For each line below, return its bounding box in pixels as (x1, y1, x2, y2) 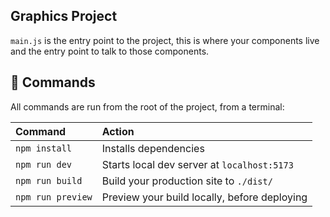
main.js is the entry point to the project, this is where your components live (10, 34, 320, 46)
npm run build (15, 175, 83, 186)
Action (101, 124, 135, 138)
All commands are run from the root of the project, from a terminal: (10, 100, 285, 113)
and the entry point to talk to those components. (10, 45, 210, 57)
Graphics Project (10, 8, 118, 25)
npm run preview (15, 191, 93, 203)
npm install (15, 142, 73, 154)
